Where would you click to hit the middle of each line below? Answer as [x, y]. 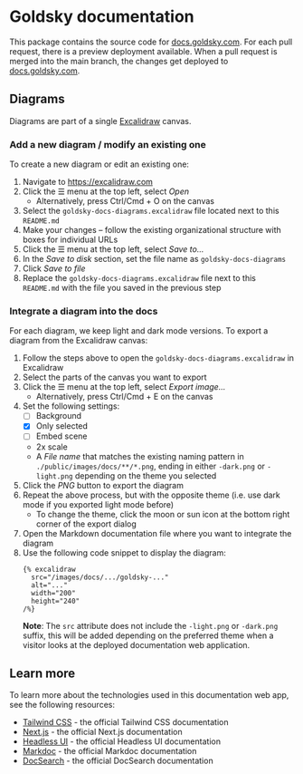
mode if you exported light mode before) [98, 504]
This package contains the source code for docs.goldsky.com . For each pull [151, 42]
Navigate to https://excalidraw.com [88, 182]
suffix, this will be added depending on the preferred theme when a [148, 635]
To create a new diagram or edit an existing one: [99, 164]
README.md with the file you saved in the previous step [122, 288]
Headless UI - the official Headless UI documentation [122, 741]
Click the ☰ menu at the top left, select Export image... [124, 387]
